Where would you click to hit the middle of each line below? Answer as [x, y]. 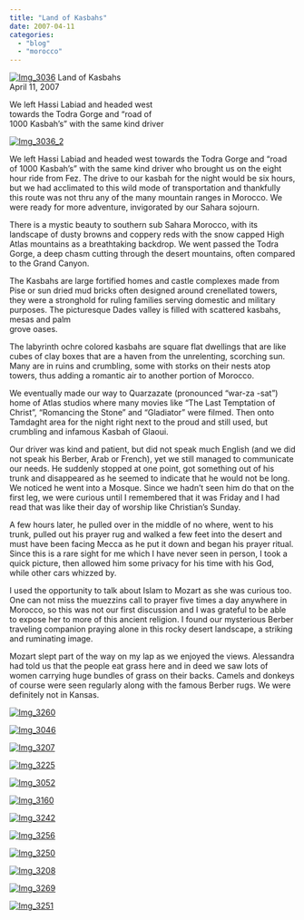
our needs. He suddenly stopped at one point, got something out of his [142, 469]
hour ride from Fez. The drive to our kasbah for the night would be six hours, [152, 179]
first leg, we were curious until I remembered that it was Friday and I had [145, 498]
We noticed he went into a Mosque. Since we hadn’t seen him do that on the [152, 488]
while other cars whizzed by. [63, 573]
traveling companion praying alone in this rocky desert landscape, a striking [151, 629]
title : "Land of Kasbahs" [58, 18]
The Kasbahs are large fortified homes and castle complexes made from [144, 281]
